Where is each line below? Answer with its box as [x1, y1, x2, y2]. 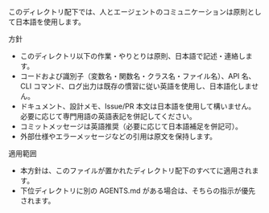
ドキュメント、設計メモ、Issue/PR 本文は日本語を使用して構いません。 [19, 101, 256, 111]
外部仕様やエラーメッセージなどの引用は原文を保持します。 [19, 132, 217, 141]
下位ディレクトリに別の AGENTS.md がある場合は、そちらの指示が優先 [19, 186, 256, 195]
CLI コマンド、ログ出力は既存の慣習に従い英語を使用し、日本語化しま [19, 81, 252, 91]
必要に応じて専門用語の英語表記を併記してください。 [19, 112, 197, 121]
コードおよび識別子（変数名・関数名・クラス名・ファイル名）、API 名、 [19, 72, 256, 80]
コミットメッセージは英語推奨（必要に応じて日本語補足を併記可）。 [19, 121, 243, 131]
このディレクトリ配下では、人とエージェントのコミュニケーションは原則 [8, 7, 248, 16]
